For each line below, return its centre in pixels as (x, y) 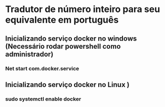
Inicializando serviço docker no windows (71, 38)
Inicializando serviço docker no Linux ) (68, 85)
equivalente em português (62, 20)
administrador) (29, 54)
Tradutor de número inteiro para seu (83, 9)
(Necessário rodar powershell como (63, 46)
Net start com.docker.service (42, 68)
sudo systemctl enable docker (43, 99)
